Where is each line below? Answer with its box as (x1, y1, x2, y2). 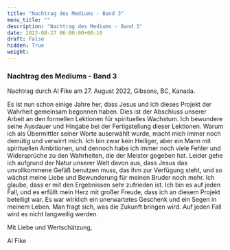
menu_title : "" (7, 17, 51, 23)
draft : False (7, 36, 45, 43)
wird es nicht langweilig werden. (7, 210, 98, 218)
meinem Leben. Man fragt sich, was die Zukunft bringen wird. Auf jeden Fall (7, 202, 222, 211)
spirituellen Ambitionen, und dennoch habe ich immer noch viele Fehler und (7, 144, 221, 152)
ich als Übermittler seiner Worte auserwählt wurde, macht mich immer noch (7, 129, 221, 138)
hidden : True (7, 42, 45, 49)
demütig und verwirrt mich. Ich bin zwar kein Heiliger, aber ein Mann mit (7, 137, 211, 145)
